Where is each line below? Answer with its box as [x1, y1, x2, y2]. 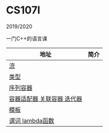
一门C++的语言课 [6, 35, 48, 42]
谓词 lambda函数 [9, 117, 54, 125]
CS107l [6, 4, 41, 17]
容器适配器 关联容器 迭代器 [9, 94, 83, 103]
